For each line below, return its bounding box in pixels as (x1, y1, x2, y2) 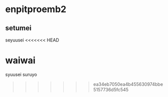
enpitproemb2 (5, 4, 67, 15)
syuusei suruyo (5, 71, 37, 77)
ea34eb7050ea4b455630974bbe (93, 81, 163, 87)
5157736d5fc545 (93, 86, 129, 92)
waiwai (5, 55, 36, 66)
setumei (5, 24, 32, 32)
